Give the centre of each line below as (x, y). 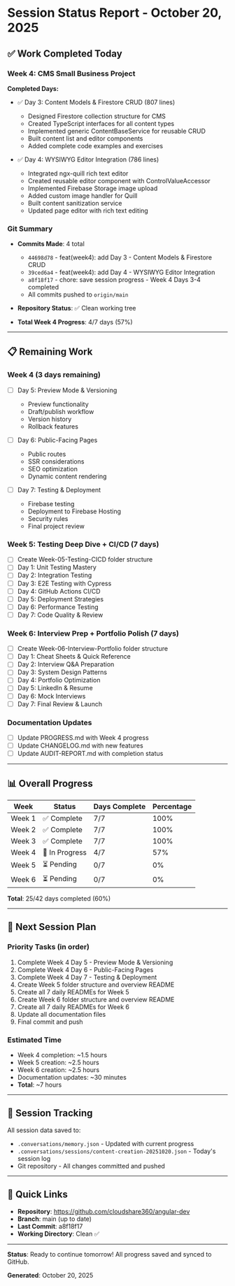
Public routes (47, 454)
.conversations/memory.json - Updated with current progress (106, 1143)
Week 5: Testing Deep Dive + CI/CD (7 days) (83, 544)
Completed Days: (33, 88)
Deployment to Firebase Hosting (74, 511)
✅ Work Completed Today (65, 53)
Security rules (48, 519)
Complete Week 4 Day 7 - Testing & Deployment (87, 977)
